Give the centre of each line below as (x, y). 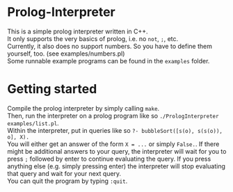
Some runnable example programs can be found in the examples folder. (109, 61)
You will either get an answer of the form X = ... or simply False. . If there (113, 144)
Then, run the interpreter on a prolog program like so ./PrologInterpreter (113, 115)
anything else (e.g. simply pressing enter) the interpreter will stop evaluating (116, 166)
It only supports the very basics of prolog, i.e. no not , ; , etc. (93, 38)
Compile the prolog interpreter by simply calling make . (83, 108)
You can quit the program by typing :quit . (67, 181)
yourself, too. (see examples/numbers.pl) (66, 54)
